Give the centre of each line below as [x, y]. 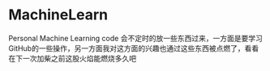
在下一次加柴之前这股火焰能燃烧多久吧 [72, 58]
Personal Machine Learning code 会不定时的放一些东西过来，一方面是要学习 [136, 38]
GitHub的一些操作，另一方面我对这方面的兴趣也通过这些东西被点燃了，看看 [134, 48]
